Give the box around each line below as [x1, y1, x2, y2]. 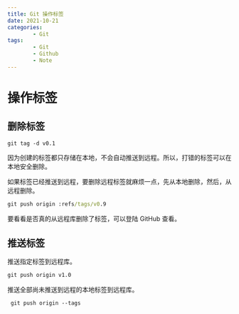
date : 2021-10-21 [7, 17, 59, 24]
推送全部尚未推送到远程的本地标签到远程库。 [7, 285, 139, 294]
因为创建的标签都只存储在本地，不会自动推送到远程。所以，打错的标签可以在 [7, 153, 232, 161]
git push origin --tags [10, 300, 81, 307]
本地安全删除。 [7, 162, 51, 171]
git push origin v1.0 [7, 272, 72, 279]
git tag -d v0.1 [7, 140, 55, 147]
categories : [7, 24, 43, 31]
